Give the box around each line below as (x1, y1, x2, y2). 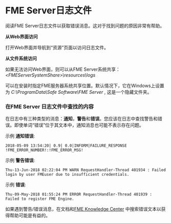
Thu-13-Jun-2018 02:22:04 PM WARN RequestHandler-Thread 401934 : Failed (5, 168, 166, 173)
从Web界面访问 (5, 33, 38, 39)
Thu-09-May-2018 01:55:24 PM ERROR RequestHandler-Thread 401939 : (5, 192, 153, 197)
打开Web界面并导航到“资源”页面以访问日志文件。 (5, 44, 109, 50)
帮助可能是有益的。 (9, 212, 50, 218)
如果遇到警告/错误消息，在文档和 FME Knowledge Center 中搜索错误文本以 (5, 206, 161, 212)
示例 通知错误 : (5, 133, 35, 139)
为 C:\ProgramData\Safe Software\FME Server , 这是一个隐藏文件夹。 (5, 89, 152, 95)
